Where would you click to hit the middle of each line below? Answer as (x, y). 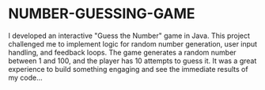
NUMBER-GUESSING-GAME (102, 14)
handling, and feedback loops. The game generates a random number (122, 52)
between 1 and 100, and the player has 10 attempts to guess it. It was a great (132, 61)
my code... (26, 77)
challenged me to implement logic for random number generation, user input (133, 43)
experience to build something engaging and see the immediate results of (128, 69)
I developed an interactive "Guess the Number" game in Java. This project (129, 36)
